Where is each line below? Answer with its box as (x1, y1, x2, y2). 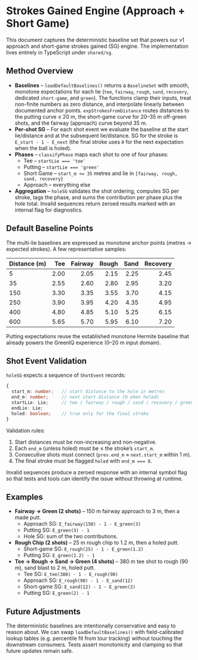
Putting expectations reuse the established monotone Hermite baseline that (6, 332, 190, 339)
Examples (6, 492, 43, 502)
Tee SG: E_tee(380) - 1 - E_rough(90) (23, 571, 118, 578)
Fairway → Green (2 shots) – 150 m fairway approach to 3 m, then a (14, 507, 180, 515)
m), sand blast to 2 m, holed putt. (14, 564, 95, 571)
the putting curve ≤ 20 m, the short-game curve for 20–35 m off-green (14, 113, 187, 120)
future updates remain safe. (6, 648, 74, 655)
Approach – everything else (23, 181, 91, 188)
